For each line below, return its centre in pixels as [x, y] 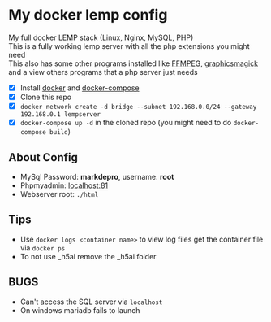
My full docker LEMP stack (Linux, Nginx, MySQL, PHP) [101, 37]
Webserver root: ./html [59, 194]
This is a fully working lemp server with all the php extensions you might [129, 46]
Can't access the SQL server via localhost [91, 302]
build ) [60, 132]
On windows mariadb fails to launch [80, 310]
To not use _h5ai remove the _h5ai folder [88, 256]
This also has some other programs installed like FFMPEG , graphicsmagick [133, 63]
